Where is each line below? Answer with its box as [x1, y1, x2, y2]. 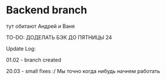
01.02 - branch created [6, 56, 61, 63]
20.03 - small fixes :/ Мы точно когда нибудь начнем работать [6, 67, 161, 74]
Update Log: [6, 45, 36, 52]
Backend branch [6, 3, 88, 17]
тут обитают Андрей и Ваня [6, 23, 75, 30]
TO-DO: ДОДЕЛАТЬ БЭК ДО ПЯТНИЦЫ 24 [6, 34, 112, 41]
